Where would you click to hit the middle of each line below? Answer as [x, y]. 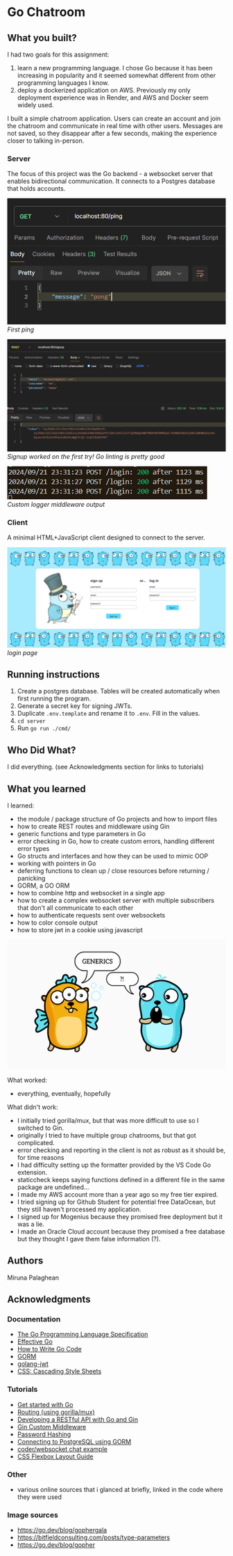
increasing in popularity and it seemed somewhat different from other [116, 75]
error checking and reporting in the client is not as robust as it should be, [121, 1150]
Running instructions [54, 674]
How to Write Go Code [49, 1349]
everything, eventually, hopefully [64, 1093]
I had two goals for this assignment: [58, 54]
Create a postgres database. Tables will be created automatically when [119, 691]
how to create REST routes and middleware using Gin [93, 826]
